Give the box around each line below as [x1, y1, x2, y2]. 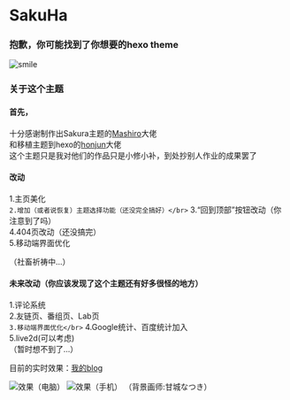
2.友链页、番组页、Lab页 [9, 311, 100, 321]
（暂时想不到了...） [9, 344, 79, 355]
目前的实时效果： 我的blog [9, 363, 103, 373]
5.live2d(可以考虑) [9, 333, 75, 343]
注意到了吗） [9, 215, 56, 226]
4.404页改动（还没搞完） [9, 227, 102, 237]
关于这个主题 [9, 83, 65, 96]
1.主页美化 [9, 193, 46, 204]
